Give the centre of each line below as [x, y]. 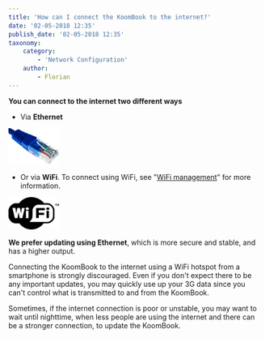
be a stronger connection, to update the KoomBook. [95, 325]
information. [40, 186]
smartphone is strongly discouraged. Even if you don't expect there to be [130, 275]
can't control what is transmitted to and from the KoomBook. [109, 293]
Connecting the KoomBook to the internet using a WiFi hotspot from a [124, 267]
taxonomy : [25, 43]
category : [40, 51]
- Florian [54, 77]
